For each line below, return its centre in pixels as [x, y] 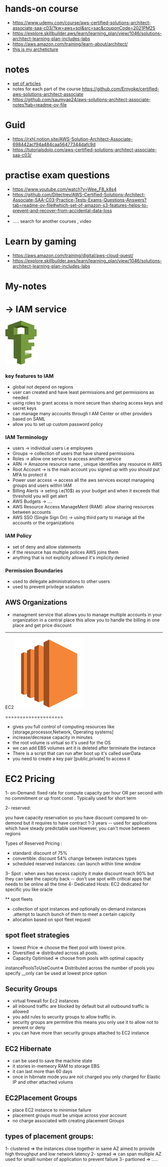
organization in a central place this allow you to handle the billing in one [86, 620]
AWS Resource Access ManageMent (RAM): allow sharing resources [83, 507]
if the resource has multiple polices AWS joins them [65, 552]
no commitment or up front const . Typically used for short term [71, 798]
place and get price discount [42, 625]
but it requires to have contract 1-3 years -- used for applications [90, 823]
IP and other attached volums [43, 1082]
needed [20, 398]
